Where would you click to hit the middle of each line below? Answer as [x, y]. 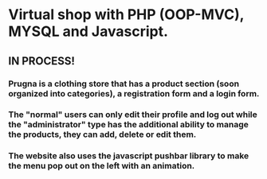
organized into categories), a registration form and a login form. [134, 93]
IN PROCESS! [42, 61]
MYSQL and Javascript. [88, 31]
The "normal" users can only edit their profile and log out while [133, 115]
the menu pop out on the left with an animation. [102, 166]
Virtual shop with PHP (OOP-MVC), [126, 15]
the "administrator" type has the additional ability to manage [128, 125]
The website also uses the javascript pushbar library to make [129, 156]
